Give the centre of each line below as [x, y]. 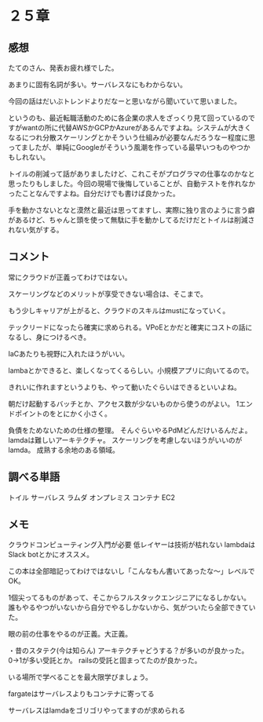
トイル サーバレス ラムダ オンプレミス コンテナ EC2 [91, 497]
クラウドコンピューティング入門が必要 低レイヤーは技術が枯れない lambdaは [132, 545]
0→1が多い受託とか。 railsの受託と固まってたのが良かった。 [105, 661]
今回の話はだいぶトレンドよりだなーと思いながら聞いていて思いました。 [125, 101]
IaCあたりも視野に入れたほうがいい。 [69, 353]
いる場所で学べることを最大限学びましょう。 [80, 677]
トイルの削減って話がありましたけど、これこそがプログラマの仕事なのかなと [131, 174]
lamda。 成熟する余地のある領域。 [64, 450]
